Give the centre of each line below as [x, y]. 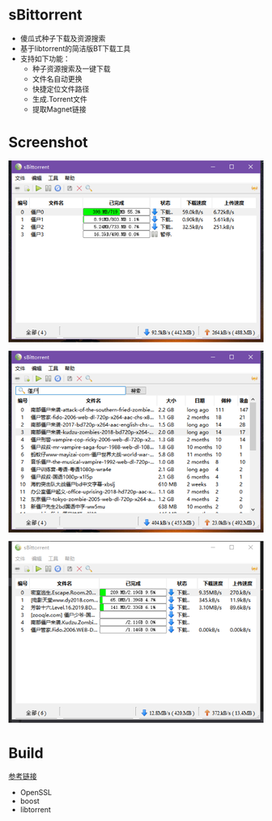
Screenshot [48, 143]
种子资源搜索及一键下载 [71, 68]
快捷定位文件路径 [61, 89]
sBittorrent [45, 15]
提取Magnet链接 [59, 109]
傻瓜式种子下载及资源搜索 [63, 38]
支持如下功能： [45, 58]
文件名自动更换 [57, 79]
